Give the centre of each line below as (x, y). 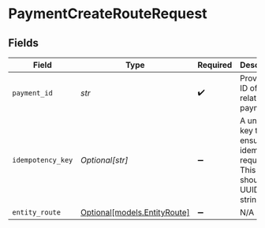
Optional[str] (104, 160)
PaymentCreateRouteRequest (108, 14)
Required (215, 65)
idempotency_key (43, 160)
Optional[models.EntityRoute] (135, 212)
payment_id (32, 93)
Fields (24, 43)
